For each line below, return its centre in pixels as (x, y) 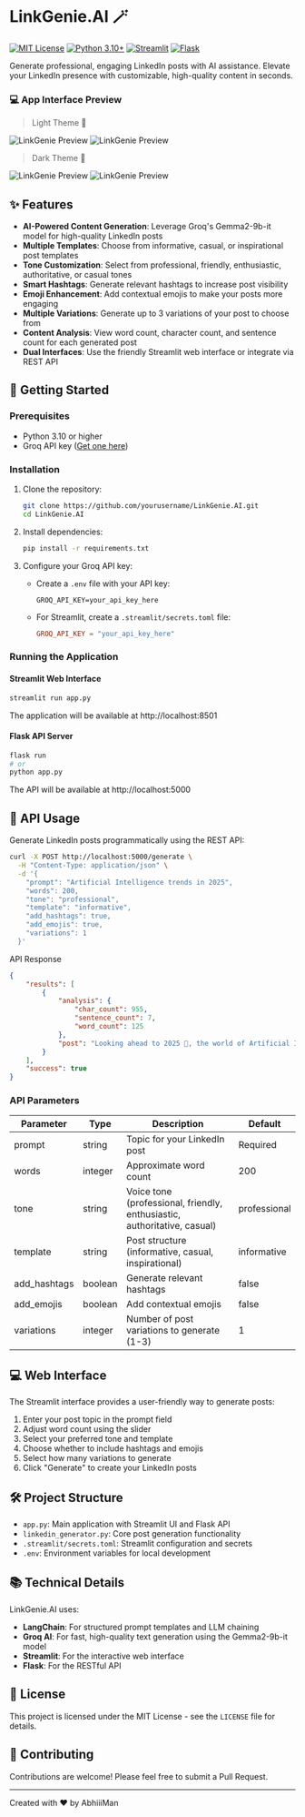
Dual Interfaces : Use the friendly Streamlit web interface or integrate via (158, 352)
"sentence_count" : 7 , (115, 1018)
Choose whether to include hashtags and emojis (113, 1448)
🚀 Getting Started (59, 390)
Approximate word (166, 1165)
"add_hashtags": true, (69, 916)
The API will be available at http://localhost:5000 (100, 790)
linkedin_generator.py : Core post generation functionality (132, 1534)
